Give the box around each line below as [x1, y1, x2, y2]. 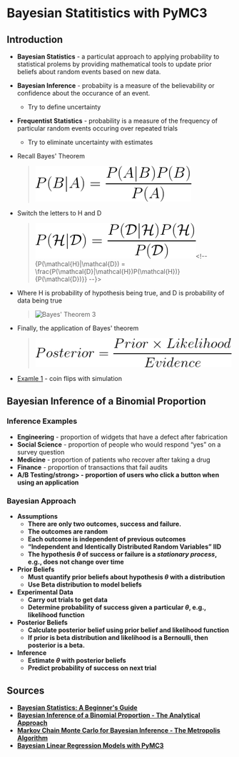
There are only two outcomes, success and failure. [27, 519, 182, 529]
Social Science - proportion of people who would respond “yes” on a [16, 440, 221, 449]
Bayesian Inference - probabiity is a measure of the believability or [16, 81, 215, 90]
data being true [16, 296, 62, 305]
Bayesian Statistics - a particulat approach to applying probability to [16, 52, 220, 61]
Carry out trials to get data [27, 596, 108, 604]
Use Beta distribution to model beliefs [27, 580, 142, 589]
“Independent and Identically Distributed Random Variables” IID [27, 542, 222, 551]
